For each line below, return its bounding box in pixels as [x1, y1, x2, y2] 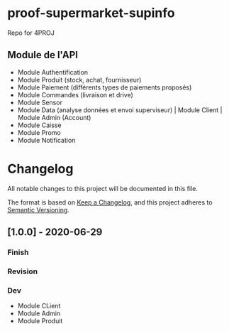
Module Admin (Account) [17, 113, 91, 121]
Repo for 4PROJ [7, 28, 55, 37]
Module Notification [17, 136, 76, 144]
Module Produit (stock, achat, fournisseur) [17, 75, 142, 84]
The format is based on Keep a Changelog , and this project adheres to [7, 197, 213, 207]
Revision [7, 266, 38, 276]
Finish [7, 247, 29, 257]
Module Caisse [17, 121, 62, 129]
